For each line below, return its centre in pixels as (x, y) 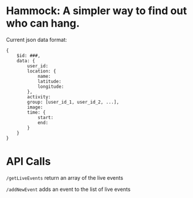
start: (45, 117)
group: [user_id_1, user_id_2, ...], (73, 102)
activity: (39, 97)
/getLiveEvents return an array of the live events (65, 177)
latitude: (49, 81)
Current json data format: (37, 39)
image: (35, 107)
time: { (36, 112)
